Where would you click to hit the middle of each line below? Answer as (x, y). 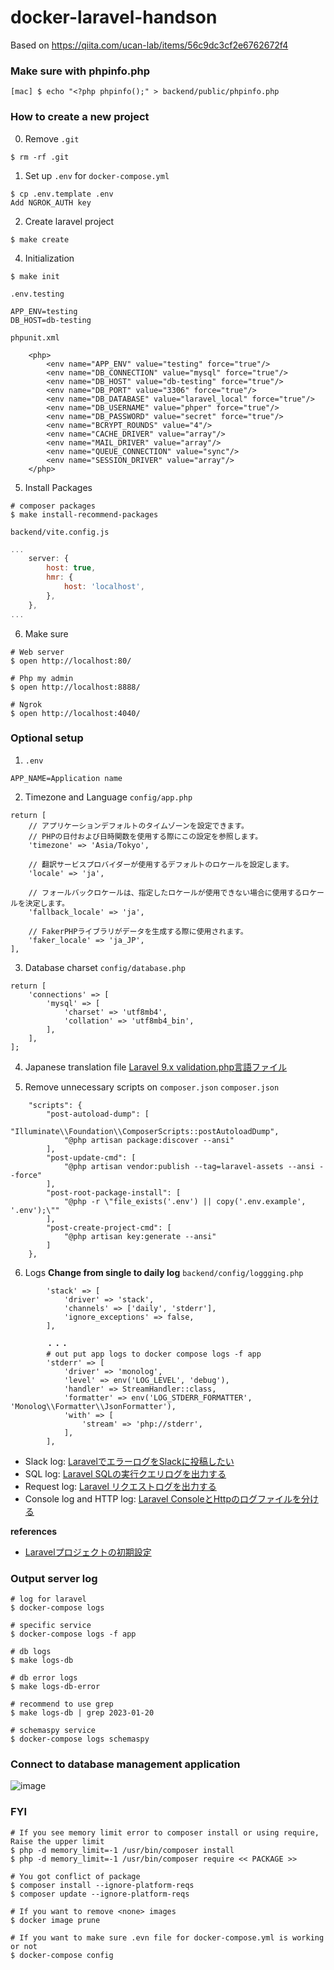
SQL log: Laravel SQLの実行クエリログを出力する (125, 1473)
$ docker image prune (55, 1920)
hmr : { (60, 577)
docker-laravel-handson (114, 17)
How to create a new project (80, 117)
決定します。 (47, 903)
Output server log (54, 1578)
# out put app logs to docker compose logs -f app (154, 1354)
